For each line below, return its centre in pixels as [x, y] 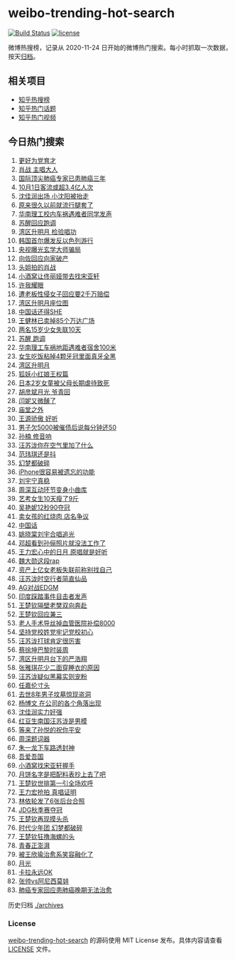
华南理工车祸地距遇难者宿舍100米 [67, 347]
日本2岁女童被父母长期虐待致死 [64, 383]
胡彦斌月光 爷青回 [44, 391]
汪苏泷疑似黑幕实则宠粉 [53, 676]
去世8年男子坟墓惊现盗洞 [55, 694]
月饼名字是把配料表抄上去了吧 [62, 774]
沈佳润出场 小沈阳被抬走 [54, 196]
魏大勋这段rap [39, 561]
